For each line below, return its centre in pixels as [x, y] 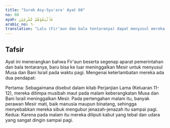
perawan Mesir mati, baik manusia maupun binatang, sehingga [71, 104]
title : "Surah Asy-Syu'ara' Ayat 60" [45, 10]
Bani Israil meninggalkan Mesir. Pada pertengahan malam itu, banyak [77, 98]
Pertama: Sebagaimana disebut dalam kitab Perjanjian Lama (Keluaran [79, 87]
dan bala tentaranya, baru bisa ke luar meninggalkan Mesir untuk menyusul [84, 67]
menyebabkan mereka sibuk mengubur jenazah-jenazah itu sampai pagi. [81, 109]
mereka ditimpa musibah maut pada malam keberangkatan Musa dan [87, 93]
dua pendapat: [21, 78]
